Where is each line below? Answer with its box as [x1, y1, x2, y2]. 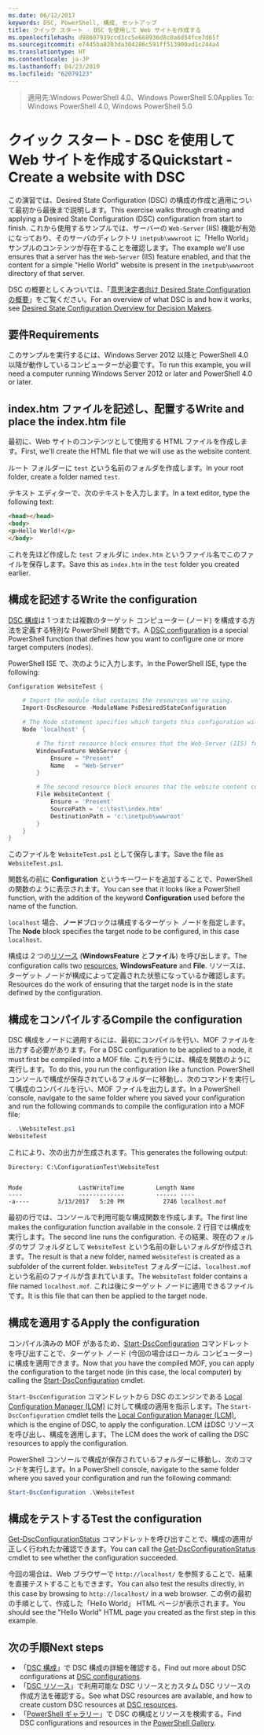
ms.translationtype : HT [8, 48, 86, 56]
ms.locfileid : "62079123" [8, 70, 93, 78]
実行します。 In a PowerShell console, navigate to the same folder [28, 1464, 240, 1474]
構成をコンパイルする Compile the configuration [8, 1013, 243, 1026]
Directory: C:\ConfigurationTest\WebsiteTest [8, 1163, 159, 1171]
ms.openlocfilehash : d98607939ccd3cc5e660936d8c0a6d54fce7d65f [8, 33, 220, 42]
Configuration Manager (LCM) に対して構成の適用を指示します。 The [8, 1401, 229, 1411]
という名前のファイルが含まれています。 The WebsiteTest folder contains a [8, 1271, 247, 1281]
